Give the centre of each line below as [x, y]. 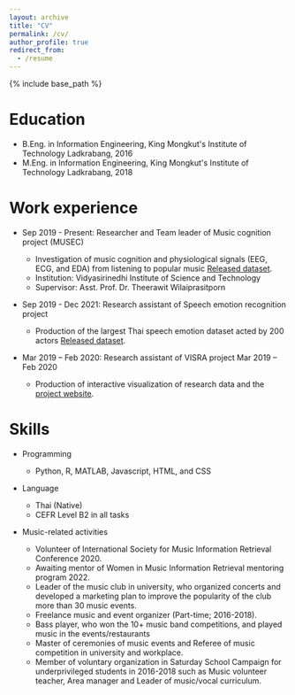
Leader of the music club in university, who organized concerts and [158, 586]
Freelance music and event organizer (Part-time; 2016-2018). [146, 614]
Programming [47, 453]
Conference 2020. [68, 558]
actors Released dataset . [80, 340]
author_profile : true [49, 42]
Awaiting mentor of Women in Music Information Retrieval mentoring [159, 568]
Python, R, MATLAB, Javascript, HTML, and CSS [123, 471]
